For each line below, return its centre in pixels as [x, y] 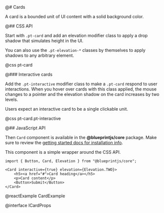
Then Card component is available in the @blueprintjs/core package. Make [81, 137]
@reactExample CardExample [35, 196]
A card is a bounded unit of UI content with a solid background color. [74, 16]
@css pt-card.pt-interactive [33, 118]
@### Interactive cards [29, 74]
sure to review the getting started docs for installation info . [64, 142]
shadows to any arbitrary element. [40, 55]
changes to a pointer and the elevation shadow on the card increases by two [82, 94]
